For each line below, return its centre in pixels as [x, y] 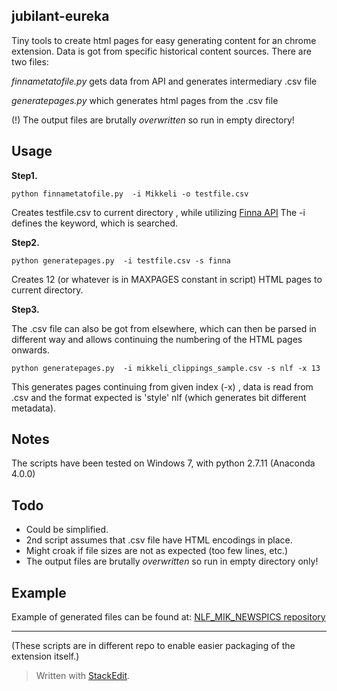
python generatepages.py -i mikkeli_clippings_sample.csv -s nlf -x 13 [166, 368]
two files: [30, 61]
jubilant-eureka [60, 16]
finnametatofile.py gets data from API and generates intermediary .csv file [164, 81]
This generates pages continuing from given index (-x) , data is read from [162, 386]
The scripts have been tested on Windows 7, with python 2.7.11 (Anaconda [163, 463]
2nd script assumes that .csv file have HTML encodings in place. [159, 540]
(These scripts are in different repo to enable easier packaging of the [153, 646]
